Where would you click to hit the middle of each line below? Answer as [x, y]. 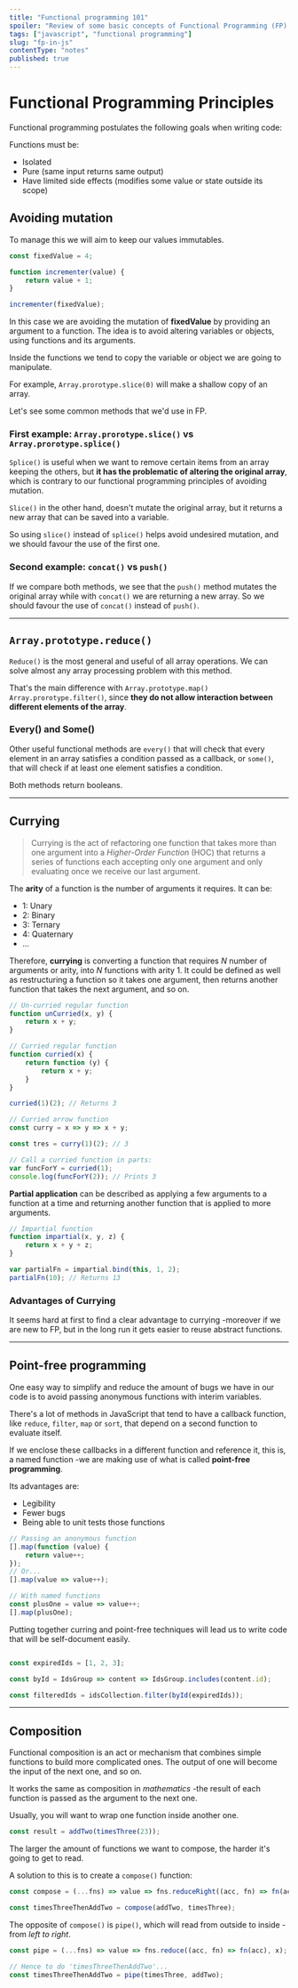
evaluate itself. [35, 1432]
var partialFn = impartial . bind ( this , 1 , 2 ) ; [94, 1270]
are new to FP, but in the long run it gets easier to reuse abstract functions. [146, 1330]
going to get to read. [47, 1858]
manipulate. [31, 367]
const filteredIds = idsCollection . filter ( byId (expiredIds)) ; [126, 1695]
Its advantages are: [44, 1485]
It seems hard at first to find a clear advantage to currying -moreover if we [145, 1320]
